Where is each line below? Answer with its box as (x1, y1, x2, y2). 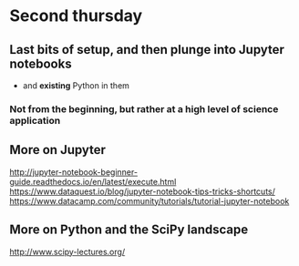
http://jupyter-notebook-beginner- (9, 166, 139, 178)
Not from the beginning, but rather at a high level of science (9, 102, 279, 115)
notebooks (9, 56, 72, 71)
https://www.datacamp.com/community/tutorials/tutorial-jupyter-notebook (9, 195, 290, 206)
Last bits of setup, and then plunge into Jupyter (9, 42, 285, 57)
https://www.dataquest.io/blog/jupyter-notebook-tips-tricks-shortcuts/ (9, 186, 276, 197)
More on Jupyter (9, 142, 107, 158)
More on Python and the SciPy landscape (9, 222, 249, 238)
